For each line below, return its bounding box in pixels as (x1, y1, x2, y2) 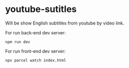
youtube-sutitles (5, 3, 77, 15)
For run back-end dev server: (5, 29, 66, 35)
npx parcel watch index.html (5, 57, 66, 63)
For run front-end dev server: (5, 48, 66, 54)
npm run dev (5, 39, 30, 44)
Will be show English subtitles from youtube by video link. (5, 20, 124, 26)
